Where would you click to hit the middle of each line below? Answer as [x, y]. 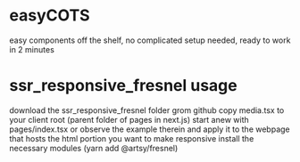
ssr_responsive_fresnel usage [124, 86]
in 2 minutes [32, 49]
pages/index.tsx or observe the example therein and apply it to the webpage [150, 129]
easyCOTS [50, 16]
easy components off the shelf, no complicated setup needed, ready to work [150, 40]
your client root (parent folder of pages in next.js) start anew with [129, 119]
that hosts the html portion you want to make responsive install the [132, 138]
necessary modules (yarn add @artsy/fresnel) [94, 148]
